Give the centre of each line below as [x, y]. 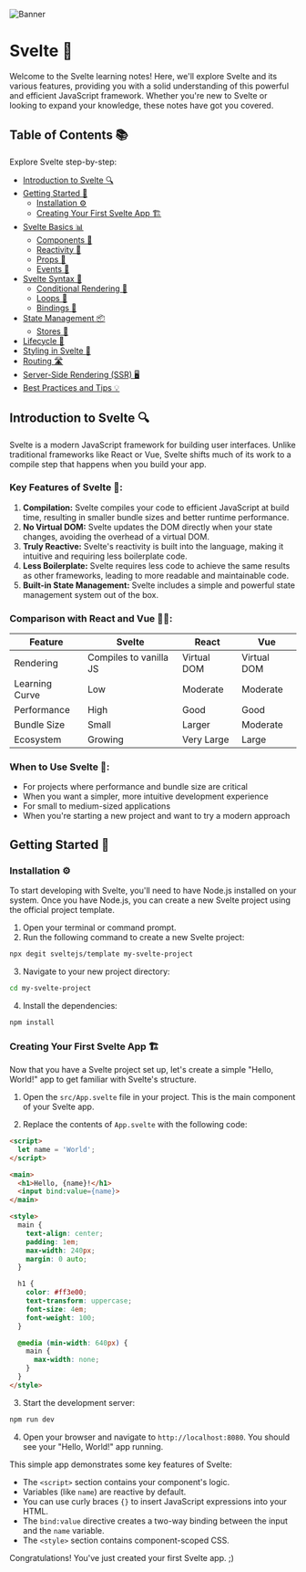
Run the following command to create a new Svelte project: [133, 938]
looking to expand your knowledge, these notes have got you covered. [142, 105]
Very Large [205, 739]
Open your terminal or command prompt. [99, 927]
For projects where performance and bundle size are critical [135, 787]
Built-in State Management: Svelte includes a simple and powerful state [159, 585]
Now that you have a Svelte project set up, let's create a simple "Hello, [142, 1070]
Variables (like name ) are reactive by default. [104, 1492]
